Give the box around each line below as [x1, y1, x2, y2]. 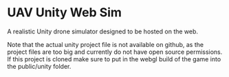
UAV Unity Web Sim [7, 5, 122, 20]
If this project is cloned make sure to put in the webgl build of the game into [7, 55, 221, 63]
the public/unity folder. [7, 62, 72, 70]
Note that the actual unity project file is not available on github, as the [7, 40, 204, 48]
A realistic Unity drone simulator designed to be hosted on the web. [7, 27, 198, 35]
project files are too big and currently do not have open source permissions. [7, 48, 223, 56]
